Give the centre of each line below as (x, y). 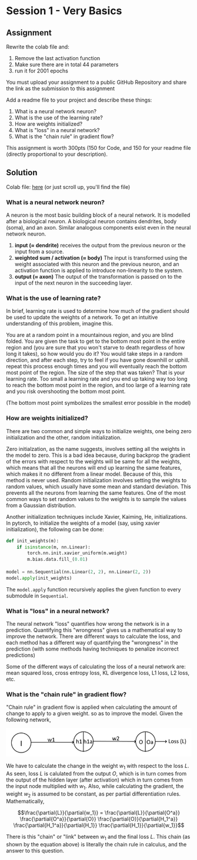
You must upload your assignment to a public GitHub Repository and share (96, 82)
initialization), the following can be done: (55, 529)
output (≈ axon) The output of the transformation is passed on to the (98, 277)
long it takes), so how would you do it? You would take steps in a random (94, 354)
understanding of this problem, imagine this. (60, 323)
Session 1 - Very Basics (64, 11)
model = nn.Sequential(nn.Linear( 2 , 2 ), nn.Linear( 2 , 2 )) (79, 572)
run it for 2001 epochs (41, 71)
